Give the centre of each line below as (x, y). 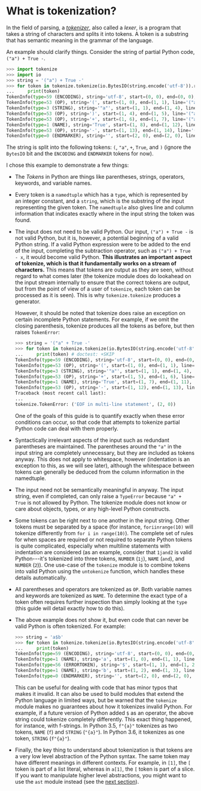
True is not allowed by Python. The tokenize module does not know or (101, 502)
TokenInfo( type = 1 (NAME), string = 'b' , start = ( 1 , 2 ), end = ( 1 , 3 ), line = (106, 671)
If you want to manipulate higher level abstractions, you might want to (101, 775)
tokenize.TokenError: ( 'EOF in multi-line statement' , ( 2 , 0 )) (95, 404)
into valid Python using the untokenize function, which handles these (100, 571)
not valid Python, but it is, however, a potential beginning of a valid (97, 238)
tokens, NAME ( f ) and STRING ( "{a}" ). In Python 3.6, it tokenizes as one (100, 732)
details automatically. (41, 578)
